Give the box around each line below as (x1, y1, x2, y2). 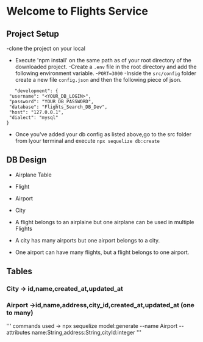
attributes (6, 329, 30, 337)
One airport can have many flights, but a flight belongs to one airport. (15, 249, 190, 256)
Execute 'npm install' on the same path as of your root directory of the (15, 57, 192, 64)
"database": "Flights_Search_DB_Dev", (9, 104, 108, 110)
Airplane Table (15, 171, 52, 178)
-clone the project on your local (6, 45, 85, 52)
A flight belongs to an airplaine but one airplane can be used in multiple (15, 218, 194, 225)
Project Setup (6, 29, 60, 39)
